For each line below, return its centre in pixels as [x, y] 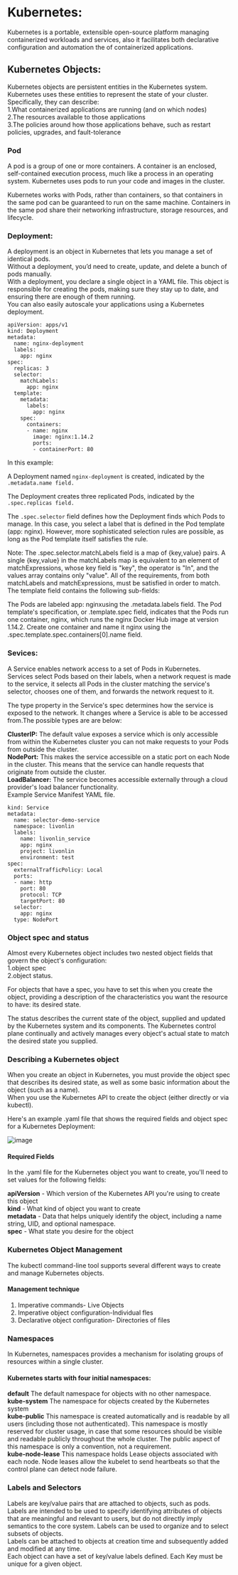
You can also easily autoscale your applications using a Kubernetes [106, 304]
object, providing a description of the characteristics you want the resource [118, 997]
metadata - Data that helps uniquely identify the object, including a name [115, 1216]
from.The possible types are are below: [65, 720]
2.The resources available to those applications [76, 117]
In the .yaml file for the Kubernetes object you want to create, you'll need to [118, 1172]
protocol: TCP [41, 895]
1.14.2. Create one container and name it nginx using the [90, 627]
